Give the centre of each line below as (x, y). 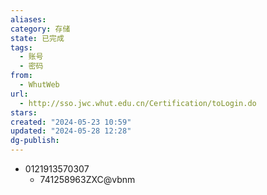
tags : (21, 47)
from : (21, 76)
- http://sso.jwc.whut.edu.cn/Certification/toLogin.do (138, 103)
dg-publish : (35, 141)
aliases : (28, 19)
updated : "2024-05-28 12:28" (71, 131)
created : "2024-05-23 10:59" (71, 122)
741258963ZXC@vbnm (87, 179)
